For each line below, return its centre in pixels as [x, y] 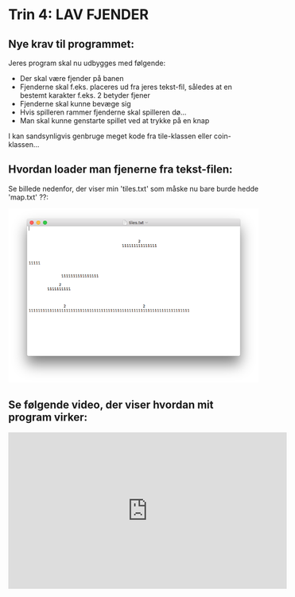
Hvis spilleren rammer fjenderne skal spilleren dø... [103, 112]
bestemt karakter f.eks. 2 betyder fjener [85, 95]
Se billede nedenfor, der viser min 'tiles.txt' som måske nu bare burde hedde [134, 188]
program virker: [48, 418]
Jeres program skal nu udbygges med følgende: [87, 63]
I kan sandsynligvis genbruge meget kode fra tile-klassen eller [110, 136]
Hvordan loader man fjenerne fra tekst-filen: [120, 170]
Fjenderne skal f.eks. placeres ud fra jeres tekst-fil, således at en [126, 87]
